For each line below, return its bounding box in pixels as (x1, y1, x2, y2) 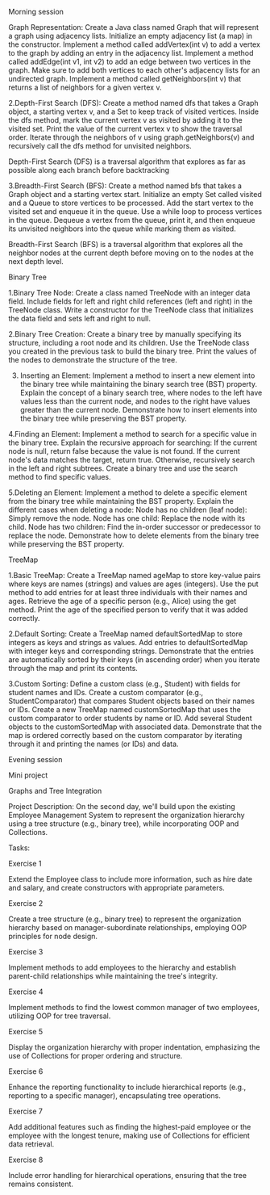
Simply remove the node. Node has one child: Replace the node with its (8, 514, 246, 523)
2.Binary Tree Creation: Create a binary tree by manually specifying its (8, 329, 242, 338)
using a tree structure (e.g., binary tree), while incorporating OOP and (8, 819, 239, 828)
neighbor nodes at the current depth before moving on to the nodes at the (8, 248, 254, 258)
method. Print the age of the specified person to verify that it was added (8, 605, 248, 614)
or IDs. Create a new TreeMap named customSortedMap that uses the (8, 705, 242, 714)
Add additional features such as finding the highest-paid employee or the (8, 1122, 251, 1131)
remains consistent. (8, 1179, 74, 1189)
